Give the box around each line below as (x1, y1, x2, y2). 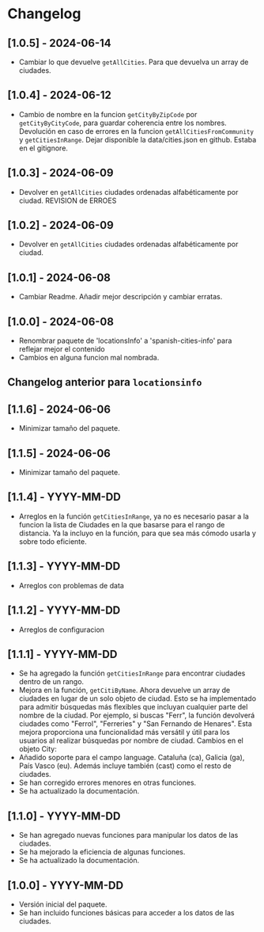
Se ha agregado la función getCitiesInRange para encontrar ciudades (18, 668, 246, 678)
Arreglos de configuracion (18, 625, 104, 634)
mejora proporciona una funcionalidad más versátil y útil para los (18, 728, 230, 737)
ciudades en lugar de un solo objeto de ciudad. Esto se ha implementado (18, 694, 257, 703)
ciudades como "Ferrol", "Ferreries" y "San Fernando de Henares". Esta (18, 719, 252, 728)
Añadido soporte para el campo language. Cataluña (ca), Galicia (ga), (18, 753, 245, 763)
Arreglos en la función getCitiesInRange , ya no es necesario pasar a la (18, 512, 250, 521)
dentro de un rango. (18, 677, 85, 687)
